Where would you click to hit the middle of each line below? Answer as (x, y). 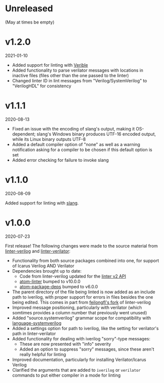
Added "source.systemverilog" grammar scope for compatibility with (82, 318)
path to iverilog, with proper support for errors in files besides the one (82, 297)
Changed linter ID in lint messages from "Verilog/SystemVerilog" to (80, 80)
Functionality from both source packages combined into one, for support (85, 260)
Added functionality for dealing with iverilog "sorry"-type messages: (81, 338)
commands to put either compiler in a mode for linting (66, 375)
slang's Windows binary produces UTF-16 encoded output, (96, 134)
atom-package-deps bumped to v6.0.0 (59, 286)
